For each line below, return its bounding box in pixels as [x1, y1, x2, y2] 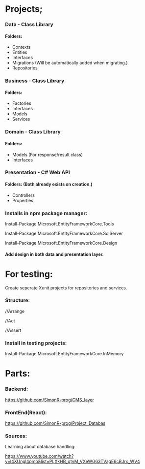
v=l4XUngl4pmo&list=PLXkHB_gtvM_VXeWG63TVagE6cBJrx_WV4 [5, 459, 140, 465]
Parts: [5, 368, 30, 379]
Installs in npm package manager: [5, 210, 88, 217]
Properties [12, 197, 33, 203]
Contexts [12, 44, 31, 50]
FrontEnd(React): [5, 409, 47, 416]
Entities [12, 49, 27, 55]
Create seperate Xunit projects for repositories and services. [5, 284, 127, 291]
